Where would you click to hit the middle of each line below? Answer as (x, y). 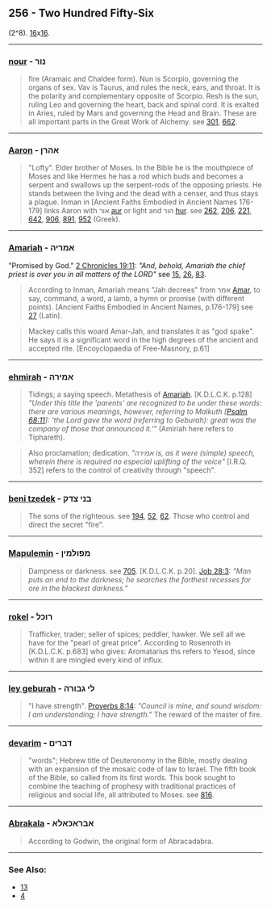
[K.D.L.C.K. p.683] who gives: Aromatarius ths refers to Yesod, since (142, 651)
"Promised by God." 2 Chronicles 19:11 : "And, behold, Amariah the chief (127, 265)
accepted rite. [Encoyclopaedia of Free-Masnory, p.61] (119, 348)
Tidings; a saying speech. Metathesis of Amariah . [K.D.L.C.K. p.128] (140, 394)
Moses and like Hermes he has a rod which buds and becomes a (135, 176)
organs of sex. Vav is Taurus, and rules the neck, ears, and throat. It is (144, 87)
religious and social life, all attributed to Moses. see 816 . (121, 795)
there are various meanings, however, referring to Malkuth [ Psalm (138, 412)
